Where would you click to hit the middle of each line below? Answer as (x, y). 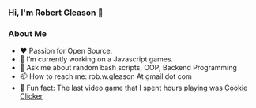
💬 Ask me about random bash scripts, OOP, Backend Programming (128, 68)
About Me (28, 33)
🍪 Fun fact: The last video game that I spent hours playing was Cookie (134, 88)
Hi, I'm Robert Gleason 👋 (56, 13)
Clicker (31, 96)
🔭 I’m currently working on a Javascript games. (96, 59)
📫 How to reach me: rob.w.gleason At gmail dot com (105, 76)
